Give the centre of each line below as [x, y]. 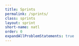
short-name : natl [22, 27]
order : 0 [14, 32]
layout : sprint [20, 23]
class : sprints [20, 18]
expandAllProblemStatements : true [40, 36]
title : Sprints [20, 9]
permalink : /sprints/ [27, 14]
